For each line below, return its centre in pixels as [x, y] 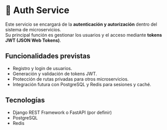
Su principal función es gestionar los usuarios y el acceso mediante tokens [84, 35]
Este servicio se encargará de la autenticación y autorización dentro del [81, 24]
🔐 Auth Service [37, 10]
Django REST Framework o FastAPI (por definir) [62, 112]
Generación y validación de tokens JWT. [55, 74]
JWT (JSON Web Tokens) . [33, 40]
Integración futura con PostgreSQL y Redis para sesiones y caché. [82, 84]
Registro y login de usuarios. [42, 68]
